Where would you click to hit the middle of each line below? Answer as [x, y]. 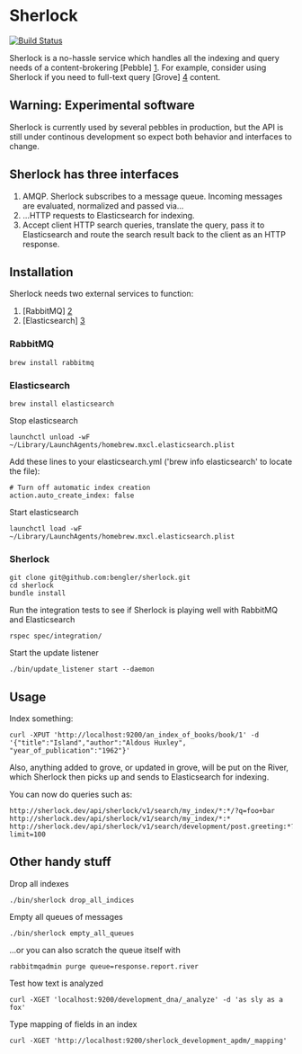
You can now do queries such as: [71, 795]
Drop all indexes [39, 883]
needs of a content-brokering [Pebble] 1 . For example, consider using [138, 67]
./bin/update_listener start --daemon [82, 670]
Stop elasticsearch [44, 420]
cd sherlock [31, 585]
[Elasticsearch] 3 [53, 321]
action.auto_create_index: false [72, 496]
